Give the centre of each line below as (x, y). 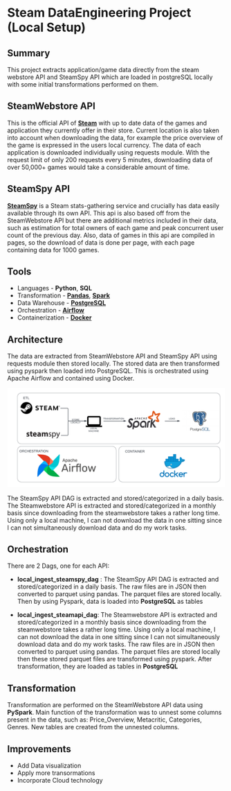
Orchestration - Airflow (50, 311)
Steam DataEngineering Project (99, 13)
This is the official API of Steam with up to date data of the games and (107, 123)
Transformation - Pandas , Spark (64, 295)
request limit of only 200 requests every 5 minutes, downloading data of (110, 159)
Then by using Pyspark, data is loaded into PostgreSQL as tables (110, 602)
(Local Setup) (47, 27)
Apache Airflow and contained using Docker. (71, 379)
